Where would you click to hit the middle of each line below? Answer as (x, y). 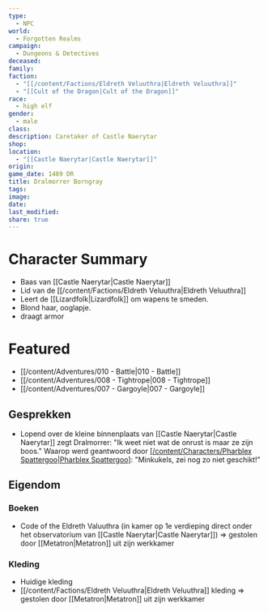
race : (17, 99)
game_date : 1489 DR (41, 174)
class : (19, 129)
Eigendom (34, 485)
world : (19, 31)
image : (19, 197)
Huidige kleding (46, 581)
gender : (21, 114)
